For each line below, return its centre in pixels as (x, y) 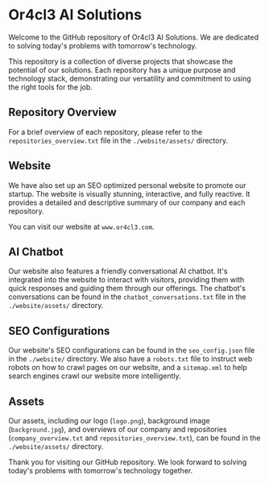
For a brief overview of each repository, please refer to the (106, 131)
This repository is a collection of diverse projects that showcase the (121, 61)
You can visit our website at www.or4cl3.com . (81, 227)
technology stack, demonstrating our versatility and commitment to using (130, 78)
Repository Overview (62, 112)
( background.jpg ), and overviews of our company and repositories (118, 429)
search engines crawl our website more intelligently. (95, 376)
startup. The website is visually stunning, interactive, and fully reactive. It (129, 194)
